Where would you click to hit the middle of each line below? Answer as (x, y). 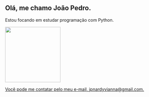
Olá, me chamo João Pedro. (48, 8)
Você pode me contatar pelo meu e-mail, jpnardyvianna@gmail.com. (74, 89)
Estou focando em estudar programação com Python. (60, 20)
